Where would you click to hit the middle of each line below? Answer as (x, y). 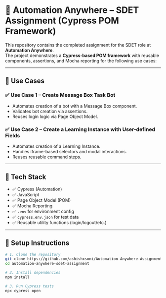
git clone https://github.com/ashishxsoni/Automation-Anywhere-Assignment (84, 259)
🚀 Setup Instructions (37, 243)
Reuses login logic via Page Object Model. (55, 117)
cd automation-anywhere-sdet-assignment (47, 264)
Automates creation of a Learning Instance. (56, 146)
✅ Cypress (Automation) (37, 189)
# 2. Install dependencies (33, 273)
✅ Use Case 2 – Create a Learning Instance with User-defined (80, 129)
